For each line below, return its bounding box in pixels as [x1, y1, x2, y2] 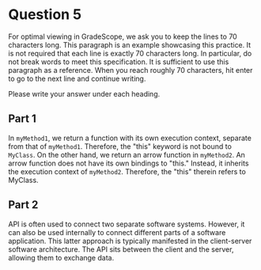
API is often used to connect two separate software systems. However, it [8, 219, 245, 229]
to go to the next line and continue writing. [8, 74, 146, 83]
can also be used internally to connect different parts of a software [8, 227, 226, 237]
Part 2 [8, 198, 39, 211]
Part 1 [8, 112, 37, 126]
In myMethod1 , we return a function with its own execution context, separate [8, 133, 252, 143]
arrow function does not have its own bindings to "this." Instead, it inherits [8, 158, 249, 168]
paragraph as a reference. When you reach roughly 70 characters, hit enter [8, 65, 253, 74]
